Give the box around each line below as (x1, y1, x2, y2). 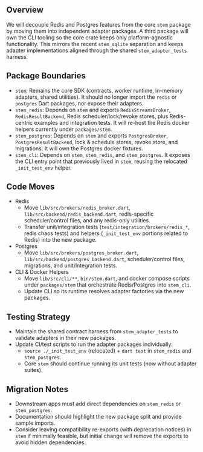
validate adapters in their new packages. (14, 334, 117, 342)
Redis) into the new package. (24, 236, 97, 244)
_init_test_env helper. (14, 164, 72, 171)
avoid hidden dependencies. (14, 439, 86, 446)
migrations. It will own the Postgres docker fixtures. (14, 145, 143, 152)
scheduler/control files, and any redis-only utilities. (24, 217, 151, 224)
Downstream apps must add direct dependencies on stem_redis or (14, 400, 181, 408)
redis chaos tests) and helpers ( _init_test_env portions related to (24, 230, 188, 237)
